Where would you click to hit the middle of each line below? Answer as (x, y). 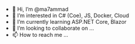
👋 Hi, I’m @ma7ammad (40, 9)
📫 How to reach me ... (40, 35)
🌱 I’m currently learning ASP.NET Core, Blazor (69, 22)
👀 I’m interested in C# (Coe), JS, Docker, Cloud (71, 15)
